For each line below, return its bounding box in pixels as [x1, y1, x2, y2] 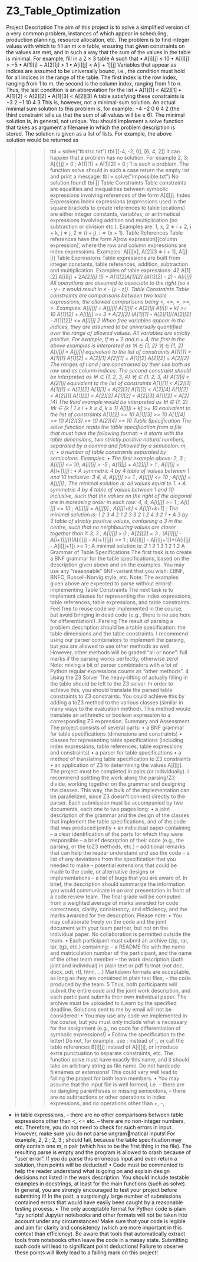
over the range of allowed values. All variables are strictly [49, 329, 190, 337]
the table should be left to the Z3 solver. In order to [49, 680, 174, 687]
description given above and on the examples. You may [49, 561, 184, 568]
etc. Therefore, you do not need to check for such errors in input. [14, 1123, 173, 1131]
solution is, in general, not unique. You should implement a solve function [6, 117, 184, 124]
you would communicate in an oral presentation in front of [49, 887, 191, 894]
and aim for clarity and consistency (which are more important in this [14, 1224, 182, 1231]
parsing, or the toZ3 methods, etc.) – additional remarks [49, 843, 186, 850]
